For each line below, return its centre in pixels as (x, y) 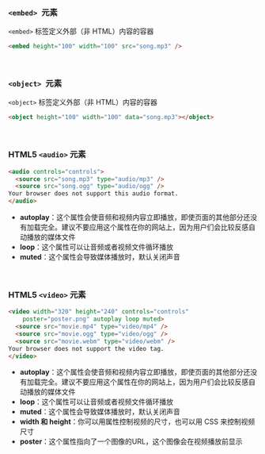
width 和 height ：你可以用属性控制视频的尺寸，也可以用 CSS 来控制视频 (137, 421)
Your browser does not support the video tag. (86, 348)
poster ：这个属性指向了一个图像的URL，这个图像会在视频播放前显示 (131, 441)
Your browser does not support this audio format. (93, 194)
